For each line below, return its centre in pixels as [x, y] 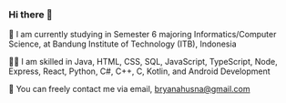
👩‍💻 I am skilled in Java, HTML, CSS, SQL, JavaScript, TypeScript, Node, [143, 62]
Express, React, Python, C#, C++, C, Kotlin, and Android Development [139, 71]
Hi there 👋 [31, 15]
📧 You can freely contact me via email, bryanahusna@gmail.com [129, 89]
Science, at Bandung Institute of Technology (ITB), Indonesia [123, 44]
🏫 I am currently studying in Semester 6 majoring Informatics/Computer [143, 35]
